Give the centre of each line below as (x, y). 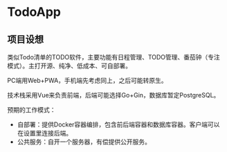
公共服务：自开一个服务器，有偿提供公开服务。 (84, 142)
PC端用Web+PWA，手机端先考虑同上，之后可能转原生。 (87, 80)
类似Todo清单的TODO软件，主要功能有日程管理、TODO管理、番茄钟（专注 (113, 57)
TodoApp (34, 12)
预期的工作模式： (31, 110)
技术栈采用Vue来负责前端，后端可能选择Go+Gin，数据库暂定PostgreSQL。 (113, 95)
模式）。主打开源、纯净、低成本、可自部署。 (69, 66)
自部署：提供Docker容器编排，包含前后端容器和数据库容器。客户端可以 (118, 124)
